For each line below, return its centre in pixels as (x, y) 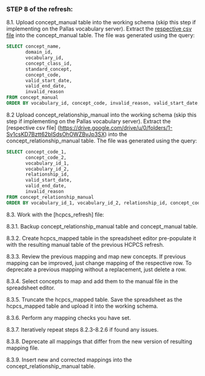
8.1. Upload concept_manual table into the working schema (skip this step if (101, 23)
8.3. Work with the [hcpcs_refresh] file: (56, 215)
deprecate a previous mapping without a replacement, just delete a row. (97, 269)
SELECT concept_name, (34, 47)
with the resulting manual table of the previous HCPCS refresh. (85, 244)
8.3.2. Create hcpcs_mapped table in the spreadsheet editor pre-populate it (101, 238)
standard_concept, (49, 69)
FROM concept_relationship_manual (50, 197)
